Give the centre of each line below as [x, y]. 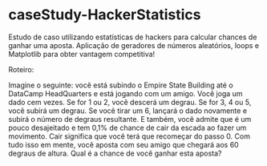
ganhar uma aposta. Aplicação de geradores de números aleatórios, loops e [133, 45]
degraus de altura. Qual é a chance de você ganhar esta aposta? [115, 153]
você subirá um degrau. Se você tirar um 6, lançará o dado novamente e [127, 111]
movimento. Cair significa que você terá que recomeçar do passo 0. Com [129, 136]
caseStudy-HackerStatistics [105, 15]
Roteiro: [21, 69]
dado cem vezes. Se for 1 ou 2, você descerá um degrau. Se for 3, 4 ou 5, [130, 102]
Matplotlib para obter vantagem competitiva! [82, 54]
